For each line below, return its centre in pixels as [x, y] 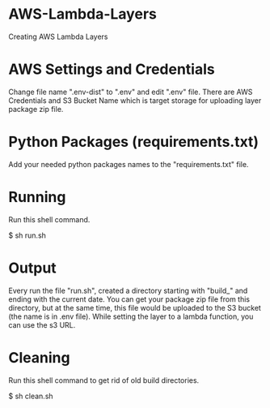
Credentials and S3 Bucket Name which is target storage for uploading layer [135, 100]
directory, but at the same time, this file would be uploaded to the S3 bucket [135, 307]
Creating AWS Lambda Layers [58, 37]
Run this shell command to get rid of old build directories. [104, 380]
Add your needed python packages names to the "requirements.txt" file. [129, 164]
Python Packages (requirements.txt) [134, 142]
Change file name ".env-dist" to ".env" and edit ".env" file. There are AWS [131, 92]
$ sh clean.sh [31, 396]
